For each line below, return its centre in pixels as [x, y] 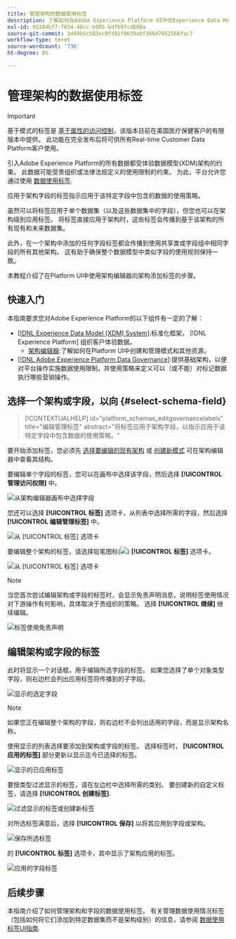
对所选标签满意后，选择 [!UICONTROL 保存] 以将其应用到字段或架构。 [108, 824]
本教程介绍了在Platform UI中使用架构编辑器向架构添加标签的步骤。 [104, 276]
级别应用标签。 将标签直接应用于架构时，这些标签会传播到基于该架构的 [116, 219]
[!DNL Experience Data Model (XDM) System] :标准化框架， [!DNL [112, 333]
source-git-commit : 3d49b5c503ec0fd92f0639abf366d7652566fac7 [100, 33]
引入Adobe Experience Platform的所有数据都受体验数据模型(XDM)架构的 [112, 163]
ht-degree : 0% [28, 53]
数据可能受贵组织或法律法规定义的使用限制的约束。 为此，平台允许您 [126, 171]
